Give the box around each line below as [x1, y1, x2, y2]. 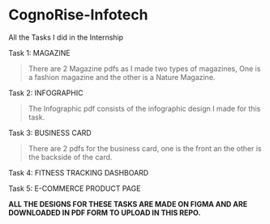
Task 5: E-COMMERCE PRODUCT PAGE [8, 184, 141, 193]
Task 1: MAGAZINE [8, 48, 71, 57]
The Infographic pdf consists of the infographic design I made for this [28, 104, 261, 113]
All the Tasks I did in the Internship [8, 32, 124, 42]
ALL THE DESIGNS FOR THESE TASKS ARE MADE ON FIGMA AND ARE [8, 199, 248, 209]
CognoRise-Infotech [8, 6, 148, 24]
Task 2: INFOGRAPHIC [8, 87, 84, 98]
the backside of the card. [28, 152, 113, 162]
